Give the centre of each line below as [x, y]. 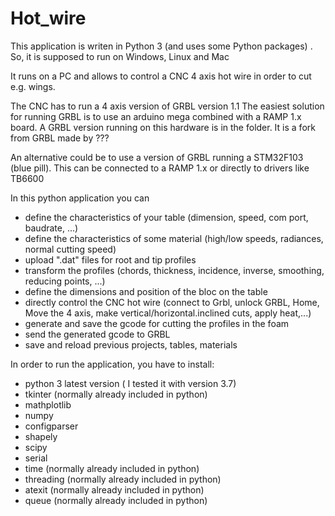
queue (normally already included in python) [116, 500]
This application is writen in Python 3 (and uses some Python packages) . [161, 46]
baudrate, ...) [51, 228]
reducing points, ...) [65, 281]
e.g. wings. [33, 86]
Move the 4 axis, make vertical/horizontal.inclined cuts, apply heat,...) [168, 313]
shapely [41, 436]
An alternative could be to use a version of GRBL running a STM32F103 [157, 157]
